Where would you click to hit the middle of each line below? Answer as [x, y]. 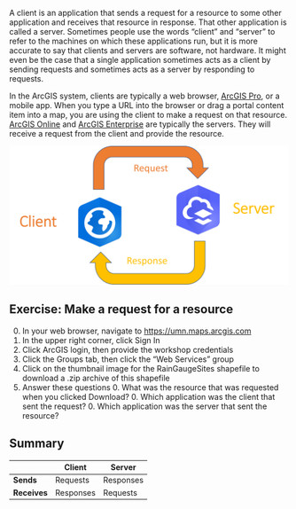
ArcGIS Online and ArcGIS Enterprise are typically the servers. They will [140, 124]
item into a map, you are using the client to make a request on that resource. [148, 115]
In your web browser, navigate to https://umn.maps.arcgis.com [136, 331]
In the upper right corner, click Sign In [91, 340]
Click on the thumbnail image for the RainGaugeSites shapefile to [140, 368]
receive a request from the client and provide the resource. [117, 133]
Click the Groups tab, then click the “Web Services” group [128, 359]
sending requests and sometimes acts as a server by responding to [132, 69]
